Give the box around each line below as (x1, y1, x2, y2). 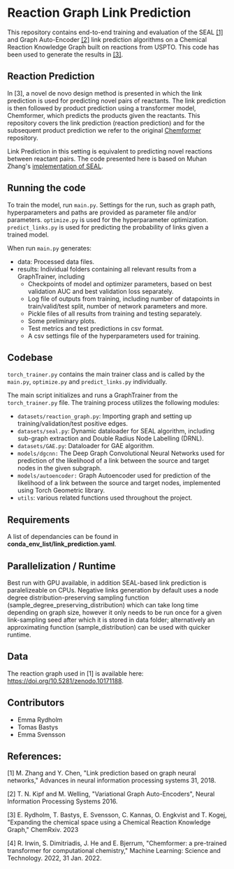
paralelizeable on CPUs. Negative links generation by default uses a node (7, 586, 219, 594)
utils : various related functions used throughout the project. (17, 493, 193, 502)
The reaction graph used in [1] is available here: (7, 669, 144, 678)
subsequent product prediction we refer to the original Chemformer (7, 126, 201, 134)
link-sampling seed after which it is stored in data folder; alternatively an (7, 616, 215, 624)
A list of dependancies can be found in (7, 533, 119, 541)
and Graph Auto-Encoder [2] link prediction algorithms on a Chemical (7, 35, 207, 43)
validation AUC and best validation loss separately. (27, 287, 174, 295)
